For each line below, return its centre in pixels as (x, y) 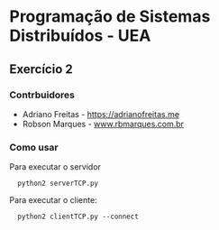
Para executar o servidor (55, 167)
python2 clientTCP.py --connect (78, 217)
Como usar (34, 147)
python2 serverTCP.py (58, 184)
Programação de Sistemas (110, 17)
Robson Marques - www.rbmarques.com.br (103, 124)
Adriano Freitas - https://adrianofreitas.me (101, 114)
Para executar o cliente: (53, 200)
